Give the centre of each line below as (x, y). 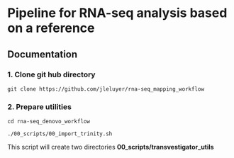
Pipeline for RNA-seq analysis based (117, 13)
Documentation (43, 54)
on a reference (51, 28)
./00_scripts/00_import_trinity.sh (60, 134)
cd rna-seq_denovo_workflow (49, 122)
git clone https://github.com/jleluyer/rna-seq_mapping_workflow (106, 89)
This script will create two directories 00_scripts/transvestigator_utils (111, 147)
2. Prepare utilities (40, 106)
